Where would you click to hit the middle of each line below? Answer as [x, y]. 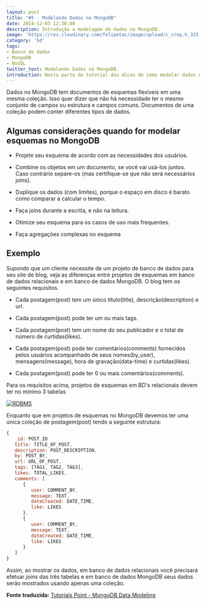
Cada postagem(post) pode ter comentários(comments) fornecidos [100, 348]
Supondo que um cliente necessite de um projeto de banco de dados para [100, 268]
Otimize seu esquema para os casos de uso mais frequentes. [92, 223]
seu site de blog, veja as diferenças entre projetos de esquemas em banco [101, 275]
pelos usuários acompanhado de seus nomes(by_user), [85, 355]
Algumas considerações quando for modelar [93, 131]
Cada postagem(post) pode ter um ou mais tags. [77, 318]
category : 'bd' [26, 40]
